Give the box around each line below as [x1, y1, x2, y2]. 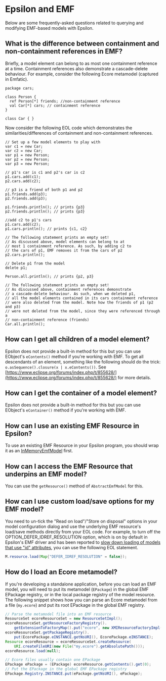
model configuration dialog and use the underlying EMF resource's [5, 524, 141, 529]
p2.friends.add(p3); [5, 196, 48, 201]
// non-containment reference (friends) [5, 317, 90, 322]
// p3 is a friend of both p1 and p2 [5, 187, 83, 192]
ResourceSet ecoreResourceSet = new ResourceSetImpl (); [5, 616, 123, 621]
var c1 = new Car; [5, 144, 43, 149]
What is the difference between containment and [5, 40, 160, 48]
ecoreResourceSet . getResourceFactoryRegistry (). [5, 621, 107, 626]
